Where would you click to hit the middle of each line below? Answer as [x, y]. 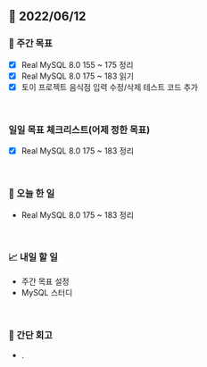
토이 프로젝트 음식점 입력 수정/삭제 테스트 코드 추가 [109, 87]
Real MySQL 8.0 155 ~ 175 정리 [77, 64]
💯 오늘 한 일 [32, 194]
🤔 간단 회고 [30, 335]
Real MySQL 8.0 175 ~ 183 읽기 [78, 76]
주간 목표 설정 [45, 281]
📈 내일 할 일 [33, 257]
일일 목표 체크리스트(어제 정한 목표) [79, 129]
